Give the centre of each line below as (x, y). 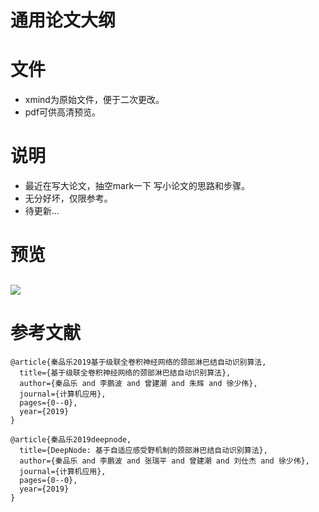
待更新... (42, 211)
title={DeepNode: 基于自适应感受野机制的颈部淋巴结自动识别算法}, (143, 450)
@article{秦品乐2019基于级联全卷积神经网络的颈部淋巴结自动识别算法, (138, 362)
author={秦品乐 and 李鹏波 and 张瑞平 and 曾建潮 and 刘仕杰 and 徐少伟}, (164, 461)
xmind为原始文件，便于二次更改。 (94, 100)
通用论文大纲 (63, 20)
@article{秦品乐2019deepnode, (71, 439)
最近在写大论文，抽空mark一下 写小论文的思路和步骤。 (137, 186)
